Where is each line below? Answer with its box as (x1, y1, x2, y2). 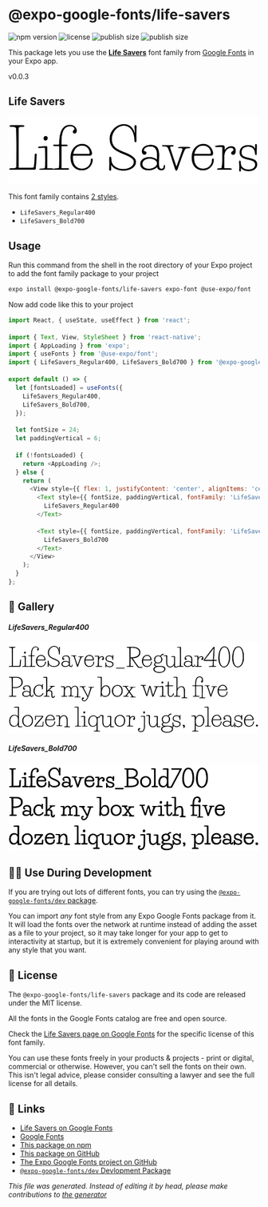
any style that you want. (8, 945, 88, 955)
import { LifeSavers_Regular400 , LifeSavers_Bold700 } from (8, 359, 213, 367)
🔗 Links (8, 1102, 45, 1116)
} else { (15, 468, 45, 476)
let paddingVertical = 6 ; (15, 435, 102, 443)
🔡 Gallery (8, 600, 55, 614)
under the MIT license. (8, 998, 82, 1008)
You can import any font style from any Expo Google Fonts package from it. (8, 911, 257, 921)
